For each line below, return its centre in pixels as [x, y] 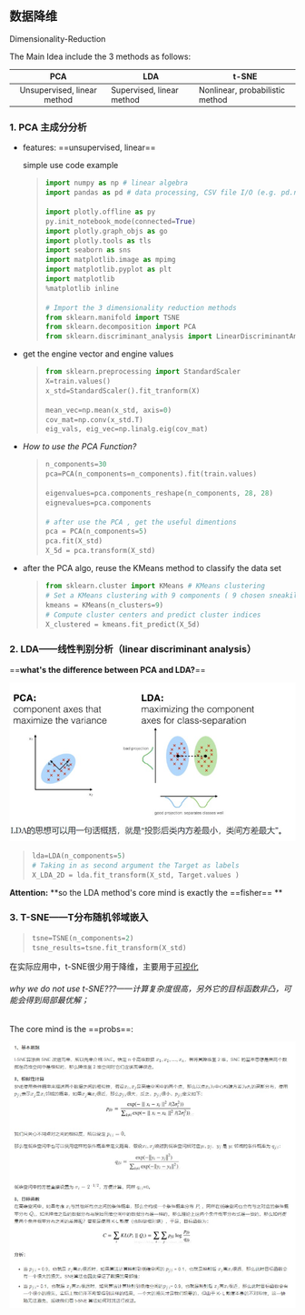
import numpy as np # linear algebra [117, 183]
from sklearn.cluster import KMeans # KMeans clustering [155, 586]
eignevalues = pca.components [98, 503]
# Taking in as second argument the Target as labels [135, 865]
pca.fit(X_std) [74, 541]
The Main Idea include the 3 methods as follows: [100, 56]
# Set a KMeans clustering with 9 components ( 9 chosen [155, 595]
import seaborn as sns [88, 250]
